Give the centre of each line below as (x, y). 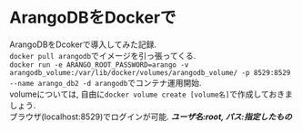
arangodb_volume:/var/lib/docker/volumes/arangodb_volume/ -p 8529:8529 (150, 72)
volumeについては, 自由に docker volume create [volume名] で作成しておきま (151, 94)
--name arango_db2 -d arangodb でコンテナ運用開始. (106, 82)
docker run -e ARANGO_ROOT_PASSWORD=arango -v (99, 65)
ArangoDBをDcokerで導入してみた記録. (83, 44)
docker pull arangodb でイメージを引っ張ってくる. (103, 55)
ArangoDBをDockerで (93, 18)
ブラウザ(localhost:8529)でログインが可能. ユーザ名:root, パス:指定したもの (151, 117)
